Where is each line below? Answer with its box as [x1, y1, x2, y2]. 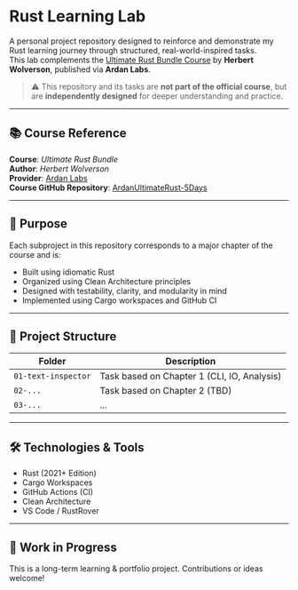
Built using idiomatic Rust [21, 267, 115, 277]
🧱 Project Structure [9, 329, 117, 344]
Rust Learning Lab [9, 6, 146, 27]
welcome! [9, 573, 45, 583]
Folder [38, 355, 67, 368]
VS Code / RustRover [21, 506, 99, 516]
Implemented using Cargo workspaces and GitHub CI [21, 295, 217, 306]
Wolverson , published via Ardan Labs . [9, 64, 151, 75]
